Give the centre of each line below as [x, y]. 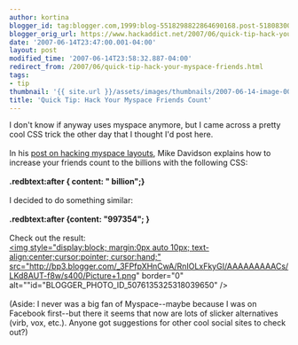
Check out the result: [47, 238]
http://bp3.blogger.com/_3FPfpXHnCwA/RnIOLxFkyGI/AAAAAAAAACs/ [159, 266]
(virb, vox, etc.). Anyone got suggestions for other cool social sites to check [148, 323]
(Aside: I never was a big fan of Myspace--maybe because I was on [133, 304]
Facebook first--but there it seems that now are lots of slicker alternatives [144, 314]
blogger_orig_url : [43, 34]
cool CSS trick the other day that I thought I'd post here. [111, 135]
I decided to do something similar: [71, 200]
